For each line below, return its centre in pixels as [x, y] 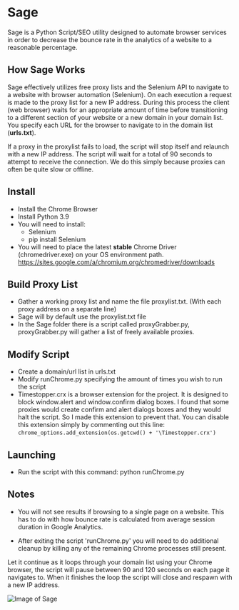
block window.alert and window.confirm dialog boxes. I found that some [123, 402]
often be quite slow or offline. [51, 169]
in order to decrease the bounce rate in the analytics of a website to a [110, 39]
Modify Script [39, 354]
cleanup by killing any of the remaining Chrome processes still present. [122, 548]
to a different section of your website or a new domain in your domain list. [116, 117]
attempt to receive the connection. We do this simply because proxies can [116, 161]
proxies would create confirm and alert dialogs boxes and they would [119, 410]
